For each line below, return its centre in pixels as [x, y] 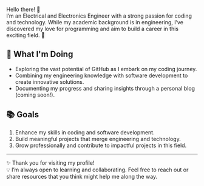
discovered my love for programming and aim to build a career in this [93, 29]
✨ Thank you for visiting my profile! [50, 163]
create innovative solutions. [49, 81]
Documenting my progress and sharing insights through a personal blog [105, 88]
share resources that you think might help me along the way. [82, 176]
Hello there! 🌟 [23, 9]
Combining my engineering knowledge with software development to [101, 75]
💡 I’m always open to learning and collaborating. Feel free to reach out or [97, 170]
